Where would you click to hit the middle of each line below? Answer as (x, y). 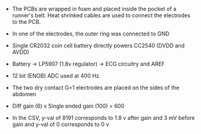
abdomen (24, 94)
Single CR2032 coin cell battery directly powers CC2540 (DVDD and (98, 46)
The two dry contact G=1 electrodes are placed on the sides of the (96, 87)
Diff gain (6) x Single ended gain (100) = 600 (68, 106)
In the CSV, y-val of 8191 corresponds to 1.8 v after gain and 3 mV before (104, 118)
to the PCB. (26, 22)
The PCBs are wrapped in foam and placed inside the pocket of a (94, 9)
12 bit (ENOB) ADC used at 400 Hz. (56, 76)
